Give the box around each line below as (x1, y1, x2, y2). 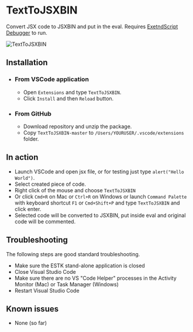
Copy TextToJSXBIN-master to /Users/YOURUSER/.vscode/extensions (23, 129, 184, 136)
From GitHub (14, 109, 51, 118)
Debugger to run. (6, 29, 48, 36)
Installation (6, 58, 48, 68)
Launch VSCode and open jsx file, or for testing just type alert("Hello (14, 168, 184, 175)
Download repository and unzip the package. (23, 123, 132, 130)
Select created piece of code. (14, 180, 87, 187)
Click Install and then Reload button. (23, 95, 114, 102)
